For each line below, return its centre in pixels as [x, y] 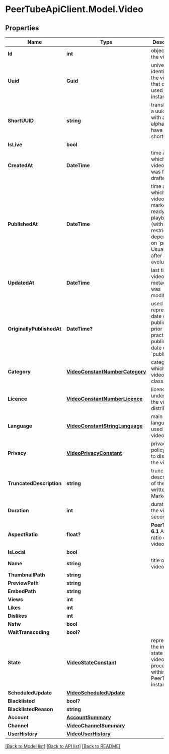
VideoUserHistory [88, 734]
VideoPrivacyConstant [94, 453]
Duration [18, 510]
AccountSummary [89, 717]
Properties [22, 28]
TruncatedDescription [35, 483]
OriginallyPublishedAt [35, 329]
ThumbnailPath [26, 575]
